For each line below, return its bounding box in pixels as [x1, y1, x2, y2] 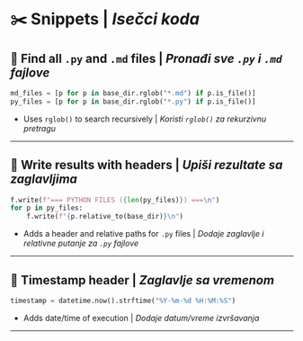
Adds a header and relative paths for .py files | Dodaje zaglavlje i [22, 229, 264, 239]
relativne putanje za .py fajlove [22, 238, 139, 249]
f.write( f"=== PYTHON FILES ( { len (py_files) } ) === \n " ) [10, 195, 220, 204]
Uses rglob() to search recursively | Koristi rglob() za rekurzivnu [22, 113, 267, 124]
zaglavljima [10, 172, 77, 187]
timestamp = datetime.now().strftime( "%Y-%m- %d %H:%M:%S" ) [10, 296, 236, 305]
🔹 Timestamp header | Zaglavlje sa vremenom [10, 273, 275, 288]
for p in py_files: [10, 203, 84, 213]
